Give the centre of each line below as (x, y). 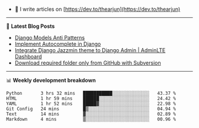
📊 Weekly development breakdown (51, 80)
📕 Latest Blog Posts (31, 26)
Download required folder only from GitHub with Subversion (88, 63)
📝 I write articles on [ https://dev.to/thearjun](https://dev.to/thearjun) (97, 9)
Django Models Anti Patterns (49, 38)
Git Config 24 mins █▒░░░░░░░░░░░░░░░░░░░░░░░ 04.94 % (91, 109)
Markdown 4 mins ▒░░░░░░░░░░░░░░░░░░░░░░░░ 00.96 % (91, 119)
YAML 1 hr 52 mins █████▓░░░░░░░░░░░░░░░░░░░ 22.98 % (91, 104)
